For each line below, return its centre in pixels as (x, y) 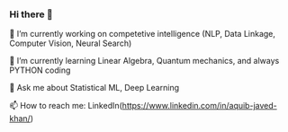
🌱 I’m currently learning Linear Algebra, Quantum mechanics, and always (144, 61)
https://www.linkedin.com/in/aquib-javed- (199, 106)
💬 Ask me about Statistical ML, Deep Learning (94, 88)
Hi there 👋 (31, 14)
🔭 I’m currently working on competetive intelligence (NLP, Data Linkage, (143, 34)
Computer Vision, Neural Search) (71, 43)
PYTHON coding (40, 70)
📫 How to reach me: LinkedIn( (66, 106)
